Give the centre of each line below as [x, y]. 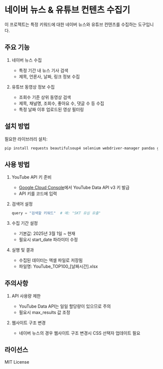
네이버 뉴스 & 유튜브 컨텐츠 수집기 [67, 10]
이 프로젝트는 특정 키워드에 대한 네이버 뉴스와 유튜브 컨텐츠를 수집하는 [71, 24]
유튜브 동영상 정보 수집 [33, 87]
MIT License [17, 362]
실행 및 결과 [23, 250]
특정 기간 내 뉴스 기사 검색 [44, 70]
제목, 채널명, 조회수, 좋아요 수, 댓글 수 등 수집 [62, 103]
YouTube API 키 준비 [32, 177]
